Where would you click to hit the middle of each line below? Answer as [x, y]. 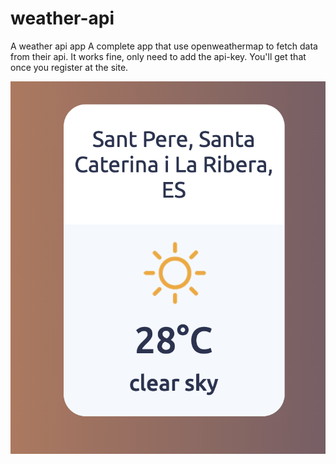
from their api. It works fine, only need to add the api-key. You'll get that [158, 56]
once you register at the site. [69, 67]
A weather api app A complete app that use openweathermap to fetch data [164, 46]
